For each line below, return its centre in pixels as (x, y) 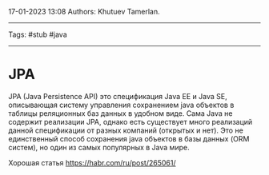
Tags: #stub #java (38, 34)
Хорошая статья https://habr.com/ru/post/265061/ (92, 162)
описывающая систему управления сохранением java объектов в (121, 105)
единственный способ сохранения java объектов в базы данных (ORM (129, 138)
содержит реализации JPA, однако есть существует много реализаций (130, 121)
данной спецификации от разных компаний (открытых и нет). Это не (126, 130)
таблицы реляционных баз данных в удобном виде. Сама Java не (120, 113)
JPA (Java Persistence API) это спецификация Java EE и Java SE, (118, 96)
